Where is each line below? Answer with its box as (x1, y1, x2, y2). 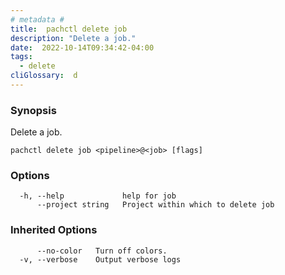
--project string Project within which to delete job (36, 200, 275, 210)
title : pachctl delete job (10, 24, 128, 34)
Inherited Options (10, 223, 98, 237)
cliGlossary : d (10, 71, 78, 81)
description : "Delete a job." (10, 33, 137, 43)
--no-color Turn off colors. (36, 246, 168, 256)
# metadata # (10, 14, 65, 25)
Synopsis (10, 103, 57, 117)
